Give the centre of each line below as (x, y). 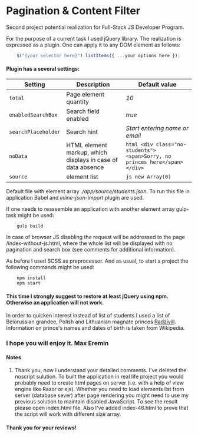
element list (82, 177)
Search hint (82, 132)
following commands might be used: (50, 267)
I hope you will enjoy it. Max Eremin (57, 343)
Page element (85, 94)
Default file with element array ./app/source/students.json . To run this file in (98, 191)
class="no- (171, 145)
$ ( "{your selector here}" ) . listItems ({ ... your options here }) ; (99, 55)
